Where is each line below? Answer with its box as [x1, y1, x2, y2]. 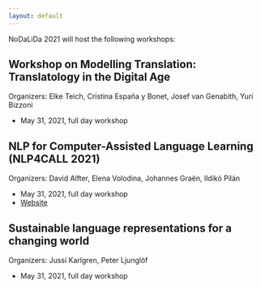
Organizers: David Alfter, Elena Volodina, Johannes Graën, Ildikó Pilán [8, 173, 241, 183]
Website [19, 198, 49, 207]
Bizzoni [8, 100, 33, 110]
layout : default [8, 11, 63, 20]
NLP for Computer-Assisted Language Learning [8, 139, 254, 153]
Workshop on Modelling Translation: [8, 57, 197, 71]
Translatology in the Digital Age [8, 70, 171, 84]
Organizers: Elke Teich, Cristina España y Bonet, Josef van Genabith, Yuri [8, 91, 254, 101]
